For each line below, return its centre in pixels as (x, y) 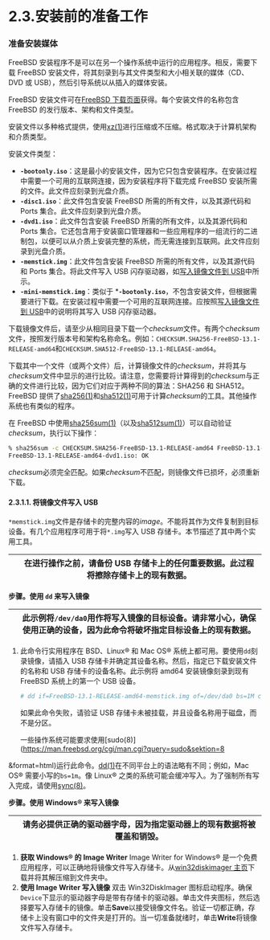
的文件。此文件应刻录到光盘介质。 (76, 191)
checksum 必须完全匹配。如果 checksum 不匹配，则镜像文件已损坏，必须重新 (134, 472)
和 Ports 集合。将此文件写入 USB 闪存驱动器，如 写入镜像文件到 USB (133, 272)
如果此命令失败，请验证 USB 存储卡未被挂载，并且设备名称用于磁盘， (135, 713)
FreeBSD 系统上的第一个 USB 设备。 (80, 681)
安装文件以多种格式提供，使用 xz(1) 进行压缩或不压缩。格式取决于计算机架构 (133, 127)
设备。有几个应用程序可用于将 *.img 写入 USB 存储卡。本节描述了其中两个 (129, 532)
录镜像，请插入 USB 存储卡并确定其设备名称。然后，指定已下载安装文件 (138, 661)
